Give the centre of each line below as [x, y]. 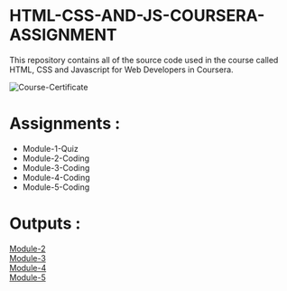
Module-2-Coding [56, 158]
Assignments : [65, 124]
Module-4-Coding [56, 177]
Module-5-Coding [56, 187]
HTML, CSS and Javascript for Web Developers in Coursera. [121, 70]
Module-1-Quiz [50, 148]
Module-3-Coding [56, 167]
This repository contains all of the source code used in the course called [144, 60]
